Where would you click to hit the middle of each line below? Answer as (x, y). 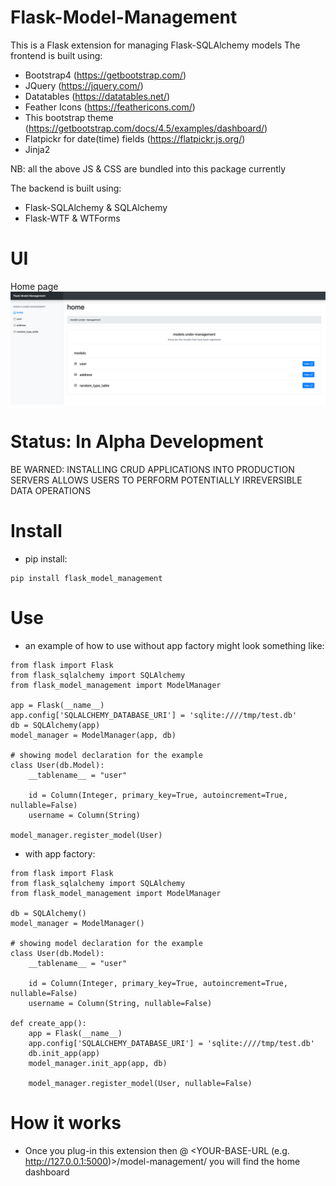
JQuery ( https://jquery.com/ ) (84, 85)
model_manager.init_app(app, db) (98, 1063)
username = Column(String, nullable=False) (120, 1003)
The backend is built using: (66, 188)
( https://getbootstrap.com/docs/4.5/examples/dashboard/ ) (146, 128)
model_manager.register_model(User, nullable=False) (140, 1083)
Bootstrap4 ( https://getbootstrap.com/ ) (105, 75)
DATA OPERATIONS (51, 490)
